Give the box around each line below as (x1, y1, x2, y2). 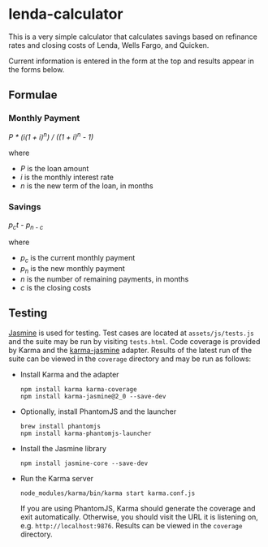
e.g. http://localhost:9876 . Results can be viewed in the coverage (19, 520, 243, 530)
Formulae (8, 88, 58, 102)
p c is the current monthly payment (19, 253, 136, 265)
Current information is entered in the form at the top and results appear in (8, 56, 254, 66)
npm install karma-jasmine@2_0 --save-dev (19, 392, 166, 400)
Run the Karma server (19, 473, 94, 483)
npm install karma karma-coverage (19, 385, 137, 394)
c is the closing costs (19, 282, 92, 292)
